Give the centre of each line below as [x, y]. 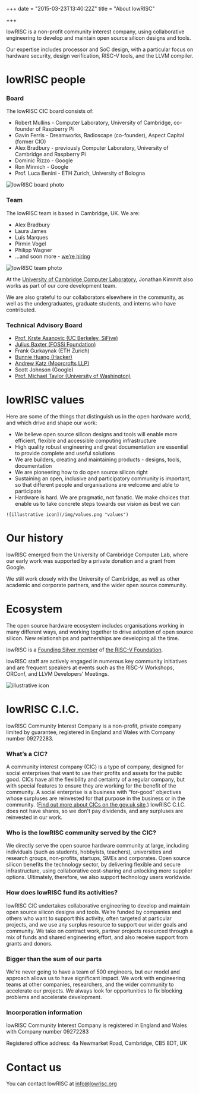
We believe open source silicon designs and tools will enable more [96, 434]
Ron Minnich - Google [42, 167]
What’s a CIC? [27, 754]
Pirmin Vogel [30, 244]
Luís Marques [31, 237]
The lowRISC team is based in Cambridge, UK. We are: [73, 213]
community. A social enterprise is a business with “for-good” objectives [94, 792]
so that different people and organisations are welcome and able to [97, 485]
